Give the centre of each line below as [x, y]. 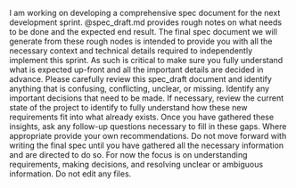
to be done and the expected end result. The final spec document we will [144, 32]
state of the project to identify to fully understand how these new [128, 107]
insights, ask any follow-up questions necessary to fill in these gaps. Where [148, 127]
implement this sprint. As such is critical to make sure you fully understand [146, 60]
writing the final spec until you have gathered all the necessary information [147, 145]
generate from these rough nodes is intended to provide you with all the [141, 41]
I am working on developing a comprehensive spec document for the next [145, 13]
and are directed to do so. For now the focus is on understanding [128, 155]
